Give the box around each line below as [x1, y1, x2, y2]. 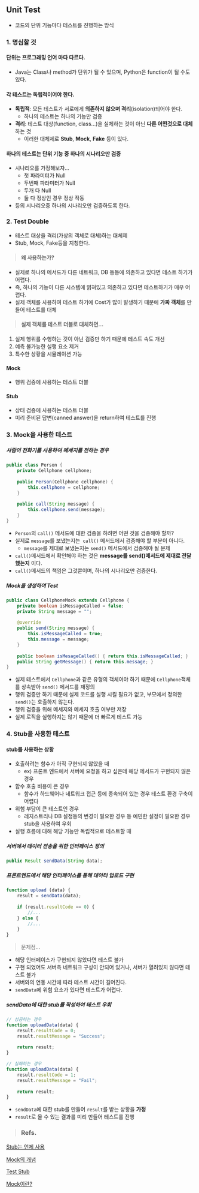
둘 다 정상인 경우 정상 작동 [23, 194, 85, 202]
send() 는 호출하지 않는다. [14, 698, 75, 705]
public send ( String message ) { [17, 625, 95, 632]
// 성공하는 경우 [6, 1017, 42, 1023]
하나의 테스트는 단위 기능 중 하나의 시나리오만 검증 [6, 150, 121, 157]
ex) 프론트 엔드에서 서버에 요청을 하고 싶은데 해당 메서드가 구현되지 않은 [23, 768, 191, 775]
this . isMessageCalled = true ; [27, 631, 103, 637]
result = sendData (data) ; [17, 893, 82, 899]
